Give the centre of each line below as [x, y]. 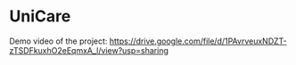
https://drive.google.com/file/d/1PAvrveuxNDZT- [198, 41]
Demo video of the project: [58, 41]
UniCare [40, 16]
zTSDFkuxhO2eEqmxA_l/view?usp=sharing [89, 50]
